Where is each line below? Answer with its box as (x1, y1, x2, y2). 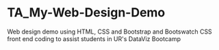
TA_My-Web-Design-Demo (7, 5, 166, 21)
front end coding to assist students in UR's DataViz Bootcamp (7, 34, 181, 42)
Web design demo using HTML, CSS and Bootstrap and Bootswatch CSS (7, 27, 212, 36)
